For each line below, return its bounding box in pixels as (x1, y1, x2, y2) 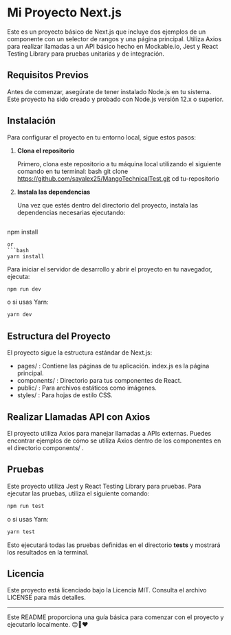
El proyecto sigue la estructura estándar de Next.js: (7, 348, 153, 357)
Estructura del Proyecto (7, 330, 111, 342)
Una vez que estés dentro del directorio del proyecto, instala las (16, 201, 198, 209)
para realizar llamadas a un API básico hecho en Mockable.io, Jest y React (7, 42, 219, 50)
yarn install (7, 253, 45, 260)
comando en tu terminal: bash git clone (16, 167, 129, 175)
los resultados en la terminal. (7, 548, 89, 556)
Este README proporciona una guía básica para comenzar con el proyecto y (7, 613, 224, 621)
